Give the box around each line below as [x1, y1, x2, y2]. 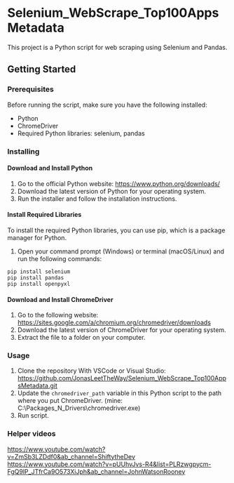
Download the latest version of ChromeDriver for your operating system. [17, 326, 226, 334]
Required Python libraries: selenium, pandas [17, 128, 145, 138]
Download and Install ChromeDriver [7, 295, 113, 303]
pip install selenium [7, 268, 71, 275]
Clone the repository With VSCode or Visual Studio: [17, 366, 166, 375]
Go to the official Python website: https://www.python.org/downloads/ [17, 179, 221, 187]
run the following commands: [17, 254, 102, 263]
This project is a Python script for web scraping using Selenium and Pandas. [7, 43, 228, 51]
